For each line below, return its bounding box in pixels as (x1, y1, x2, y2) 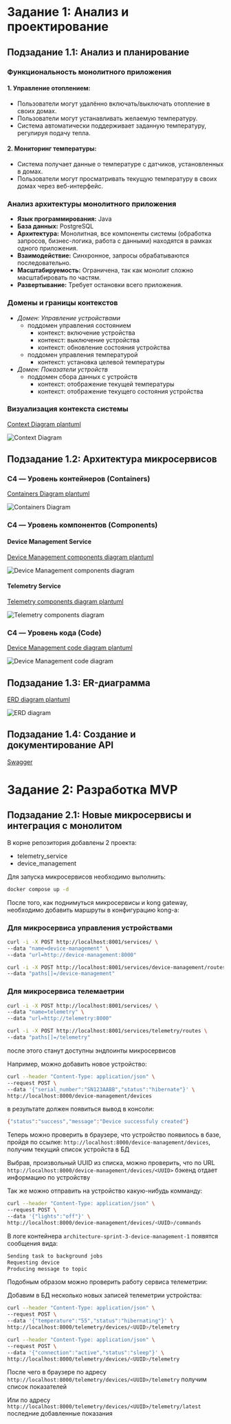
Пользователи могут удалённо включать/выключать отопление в (16, 99, 210, 108)
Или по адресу (7, 1396, 51, 1405)
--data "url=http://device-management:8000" (7, 951, 137, 958)
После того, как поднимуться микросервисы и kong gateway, (7, 898, 188, 906)
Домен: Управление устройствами (16, 313, 121, 322)
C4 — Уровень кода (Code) (7, 627, 102, 637)
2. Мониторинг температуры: (7, 144, 97, 153)
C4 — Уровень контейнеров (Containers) (7, 474, 151, 484)
